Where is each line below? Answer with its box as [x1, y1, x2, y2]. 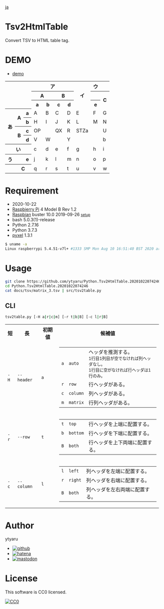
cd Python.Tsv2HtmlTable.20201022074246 [5, 283, 89, 288]
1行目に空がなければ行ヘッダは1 [88, 368, 151, 373]
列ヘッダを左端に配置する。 [86, 468, 150, 475]
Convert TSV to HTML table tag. [5, 37, 70, 43]
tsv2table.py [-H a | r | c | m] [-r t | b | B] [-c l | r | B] [5, 315, 108, 320]
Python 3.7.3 [12, 227, 38, 233]
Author [5, 520, 34, 531]
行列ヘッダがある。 [88, 399, 133, 406]
